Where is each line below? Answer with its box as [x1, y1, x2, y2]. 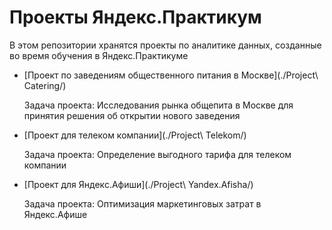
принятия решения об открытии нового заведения [23, 109, 241, 121]
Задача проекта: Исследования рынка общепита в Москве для [23, 99, 294, 111]
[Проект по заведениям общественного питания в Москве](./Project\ [23, 69, 319, 81]
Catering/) [23, 79, 67, 91]
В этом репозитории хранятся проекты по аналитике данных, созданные [9, 39, 322, 51]
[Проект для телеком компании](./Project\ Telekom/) [23, 129, 247, 141]
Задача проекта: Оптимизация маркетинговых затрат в [23, 197, 262, 210]
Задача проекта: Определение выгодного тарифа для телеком [23, 148, 292, 160]
